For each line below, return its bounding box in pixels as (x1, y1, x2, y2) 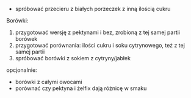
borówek (15, 35, 38, 42)
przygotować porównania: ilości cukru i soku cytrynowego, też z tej (15, 42, 185, 49)
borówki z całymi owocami (15, 79, 82, 85)
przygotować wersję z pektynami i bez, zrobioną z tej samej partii (15, 29, 181, 36)
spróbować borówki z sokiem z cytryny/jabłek (15, 55, 131, 61)
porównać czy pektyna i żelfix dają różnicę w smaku (15, 85, 147, 92)
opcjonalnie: (6, 66, 38, 74)
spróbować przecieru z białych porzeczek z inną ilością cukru (15, 5, 171, 12)
